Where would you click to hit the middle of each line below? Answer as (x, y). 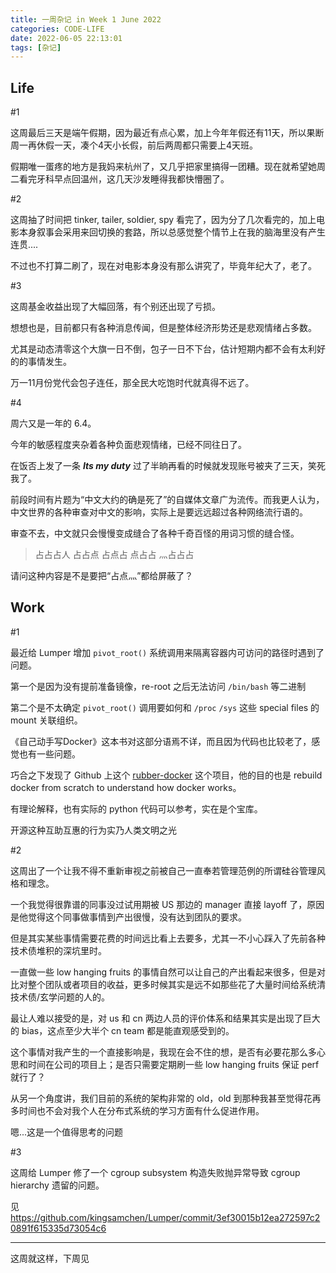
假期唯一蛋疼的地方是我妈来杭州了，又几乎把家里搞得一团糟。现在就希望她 (163, 167)
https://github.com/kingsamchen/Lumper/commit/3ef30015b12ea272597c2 (165, 1217)
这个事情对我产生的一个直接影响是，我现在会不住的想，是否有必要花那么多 (163, 1052)
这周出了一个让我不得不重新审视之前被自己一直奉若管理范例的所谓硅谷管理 (163, 870)
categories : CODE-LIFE (57, 29)
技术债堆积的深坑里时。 (58, 950)
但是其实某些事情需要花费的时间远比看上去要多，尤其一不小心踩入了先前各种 (168, 938)
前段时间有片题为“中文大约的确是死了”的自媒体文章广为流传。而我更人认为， (167, 500)
